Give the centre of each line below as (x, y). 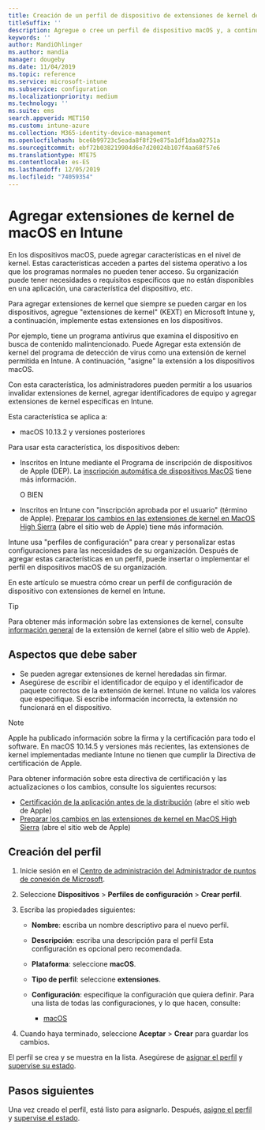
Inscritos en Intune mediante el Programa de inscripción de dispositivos (136, 462)
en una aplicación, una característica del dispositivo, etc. (101, 288)
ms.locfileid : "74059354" (50, 177)
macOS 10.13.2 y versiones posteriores (82, 432)
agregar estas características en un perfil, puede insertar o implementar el (129, 558)
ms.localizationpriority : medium (63, 96)
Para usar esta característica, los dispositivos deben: (94, 447)
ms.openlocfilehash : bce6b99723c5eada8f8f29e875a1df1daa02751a (114, 140)
